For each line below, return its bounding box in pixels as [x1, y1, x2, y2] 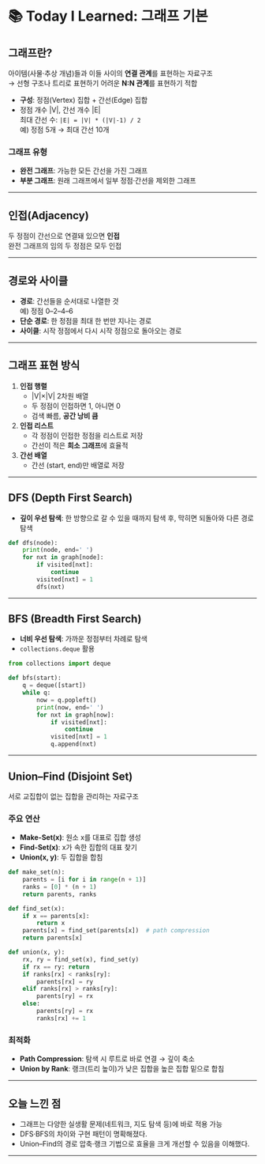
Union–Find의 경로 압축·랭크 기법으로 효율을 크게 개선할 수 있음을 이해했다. [19, 1139, 250, 1148]
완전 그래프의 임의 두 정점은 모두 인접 [8, 241, 122, 251]
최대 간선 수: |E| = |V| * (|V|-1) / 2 [19, 115, 141, 124]
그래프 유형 [8, 146, 48, 157]
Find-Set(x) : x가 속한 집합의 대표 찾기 [19, 843, 138, 852]
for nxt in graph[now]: [36, 711, 114, 719]
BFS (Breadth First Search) [8, 612, 142, 625]
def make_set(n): [8, 868, 65, 876]
